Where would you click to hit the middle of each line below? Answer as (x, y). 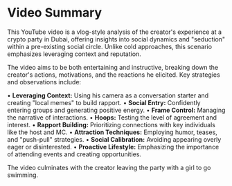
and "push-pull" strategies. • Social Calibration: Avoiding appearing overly (114, 139)
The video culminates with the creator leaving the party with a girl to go (109, 167)
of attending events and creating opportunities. (74, 154)
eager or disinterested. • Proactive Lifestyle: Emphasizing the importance (113, 147)
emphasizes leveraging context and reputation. (74, 54)
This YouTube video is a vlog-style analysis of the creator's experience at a (115, 32)
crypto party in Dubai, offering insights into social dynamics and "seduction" (116, 39)
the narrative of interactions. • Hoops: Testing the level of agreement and (112, 117)
